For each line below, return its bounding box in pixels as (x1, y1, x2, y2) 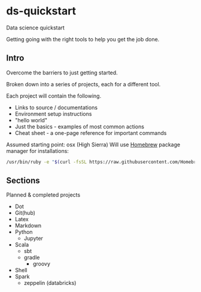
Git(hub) (14, 209, 36, 216)
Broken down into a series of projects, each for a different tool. (6, 80, 161, 88)
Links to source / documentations (14, 104, 98, 111)
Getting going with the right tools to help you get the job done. (6, 35, 160, 43)
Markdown (14, 222, 42, 229)
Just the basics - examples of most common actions (14, 123, 145, 130)
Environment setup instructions (14, 110, 92, 118)
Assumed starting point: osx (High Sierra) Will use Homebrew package (6, 141, 181, 148)
